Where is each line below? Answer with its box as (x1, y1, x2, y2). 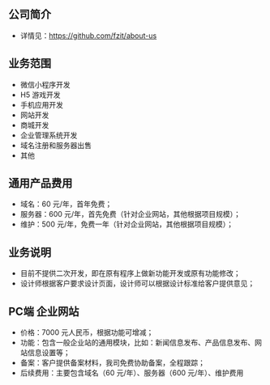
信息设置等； (27, 348, 71, 357)
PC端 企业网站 (8, 304, 79, 318)
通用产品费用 (8, 176, 73, 190)
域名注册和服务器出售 (19, 140, 92, 150)
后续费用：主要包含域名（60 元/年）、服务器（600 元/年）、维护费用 (19, 368, 244, 378)
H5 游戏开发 (19, 90, 61, 99)
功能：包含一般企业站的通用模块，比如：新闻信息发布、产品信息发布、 (19, 338, 255, 348)
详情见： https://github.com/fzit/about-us (19, 31, 157, 40)
